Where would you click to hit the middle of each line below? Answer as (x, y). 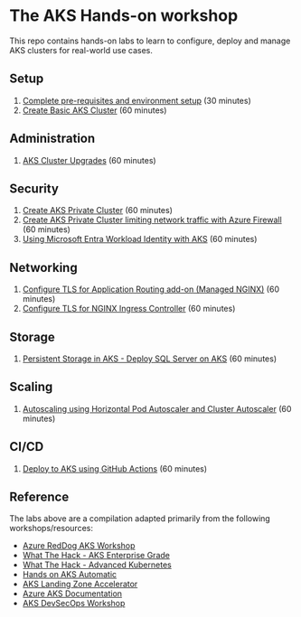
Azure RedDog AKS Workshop (79, 546)
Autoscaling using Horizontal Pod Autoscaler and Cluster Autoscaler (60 (157, 408)
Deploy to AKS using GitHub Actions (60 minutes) (115, 468)
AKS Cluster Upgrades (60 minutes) (89, 160)
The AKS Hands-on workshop (124, 16)
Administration (52, 139)
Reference (39, 497)
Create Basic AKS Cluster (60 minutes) (94, 110)
